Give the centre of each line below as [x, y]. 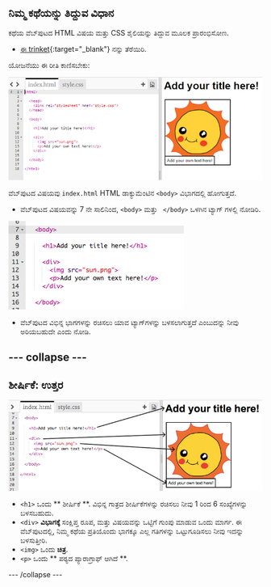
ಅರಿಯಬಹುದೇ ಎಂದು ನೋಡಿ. [55, 332]
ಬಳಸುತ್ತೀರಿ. [33, 540]
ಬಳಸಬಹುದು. [37, 513]
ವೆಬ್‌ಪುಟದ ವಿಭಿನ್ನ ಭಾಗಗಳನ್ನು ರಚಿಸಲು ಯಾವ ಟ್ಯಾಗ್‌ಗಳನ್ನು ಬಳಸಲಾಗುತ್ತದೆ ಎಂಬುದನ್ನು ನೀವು [129, 323]
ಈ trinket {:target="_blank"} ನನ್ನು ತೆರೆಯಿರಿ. [83, 49]
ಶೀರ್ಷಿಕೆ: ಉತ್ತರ [36, 384]
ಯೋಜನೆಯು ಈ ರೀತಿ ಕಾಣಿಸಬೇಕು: [49, 65]
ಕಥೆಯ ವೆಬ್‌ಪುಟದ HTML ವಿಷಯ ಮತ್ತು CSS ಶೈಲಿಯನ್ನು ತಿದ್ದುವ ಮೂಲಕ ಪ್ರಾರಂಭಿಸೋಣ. [119, 32]
